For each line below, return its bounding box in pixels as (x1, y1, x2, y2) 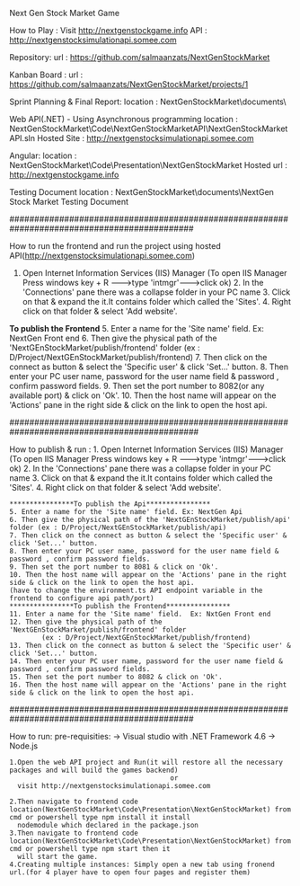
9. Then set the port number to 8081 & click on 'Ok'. (9, 563, 219, 571)
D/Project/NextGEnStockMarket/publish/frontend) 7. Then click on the (9, 352, 268, 362)
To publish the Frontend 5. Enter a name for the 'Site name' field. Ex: (9, 323, 265, 333)
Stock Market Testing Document (9, 197, 128, 207)
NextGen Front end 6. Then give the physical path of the (9, 332, 217, 343)
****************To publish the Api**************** (9, 500, 211, 509)
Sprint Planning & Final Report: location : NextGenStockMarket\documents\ (9, 96, 287, 107)
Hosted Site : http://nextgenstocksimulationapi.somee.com (37, 133, 254, 143)
